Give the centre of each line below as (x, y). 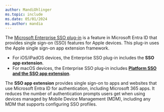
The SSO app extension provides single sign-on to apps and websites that (81, 83)
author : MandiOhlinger (28, 10)
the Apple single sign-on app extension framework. (57, 48)
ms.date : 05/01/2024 (26, 19)
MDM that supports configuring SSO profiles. (51, 104)
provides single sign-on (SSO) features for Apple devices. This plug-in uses (82, 43)
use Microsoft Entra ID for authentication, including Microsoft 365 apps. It (80, 88)
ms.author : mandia (24, 24)
